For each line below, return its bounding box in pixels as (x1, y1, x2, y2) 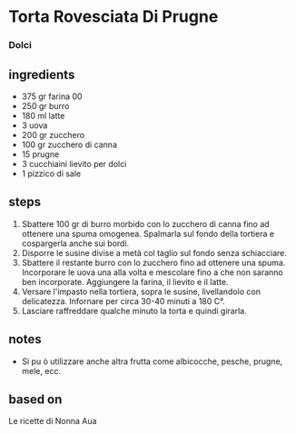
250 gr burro (21, 100, 70, 111)
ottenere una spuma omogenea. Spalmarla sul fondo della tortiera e (21, 228, 274, 239)
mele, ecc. (21, 365, 61, 376)
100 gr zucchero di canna (21, 139, 118, 150)
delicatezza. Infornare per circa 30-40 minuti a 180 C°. (21, 295, 225, 306)
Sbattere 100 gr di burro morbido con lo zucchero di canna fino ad (21, 218, 270, 229)
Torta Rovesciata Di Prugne (8, 6, 219, 27)
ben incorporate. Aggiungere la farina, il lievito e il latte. (21, 276, 229, 287)
